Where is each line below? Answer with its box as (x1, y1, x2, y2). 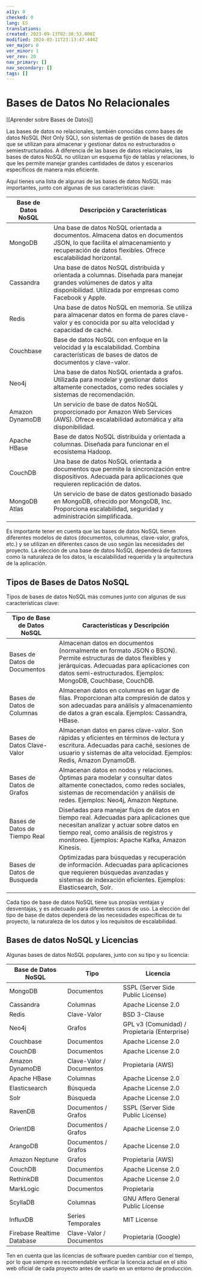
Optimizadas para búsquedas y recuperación (59, 853, 186, 861)
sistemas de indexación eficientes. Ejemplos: (59, 876, 185, 884)
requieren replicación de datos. (53, 480, 142, 488)
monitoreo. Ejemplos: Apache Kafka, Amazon (59, 836, 186, 844)
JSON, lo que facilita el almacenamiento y (53, 239, 171, 247)
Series (67, 1211, 85, 1220)
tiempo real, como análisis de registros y (59, 828, 173, 837)
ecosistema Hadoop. (53, 447, 112, 456)
